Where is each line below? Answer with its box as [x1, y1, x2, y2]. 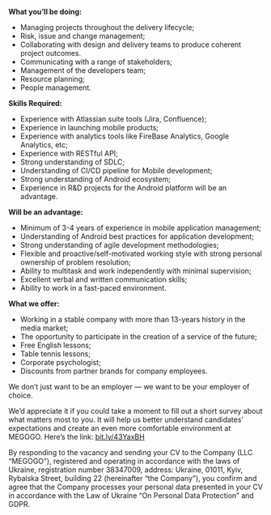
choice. [8, 390, 34, 400]
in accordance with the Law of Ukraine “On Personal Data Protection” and [8, 491, 255, 500]
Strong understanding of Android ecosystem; [19, 174, 171, 184]
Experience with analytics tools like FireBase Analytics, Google [19, 131, 229, 141]
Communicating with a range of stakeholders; [19, 57, 172, 66]
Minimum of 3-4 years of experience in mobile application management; [19, 223, 261, 232]
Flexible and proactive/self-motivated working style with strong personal [19, 249, 263, 258]
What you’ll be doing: [8, 7, 83, 16]
